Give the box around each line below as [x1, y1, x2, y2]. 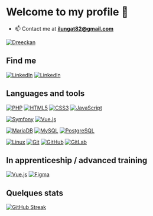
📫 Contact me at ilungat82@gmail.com [14, 25, 114, 32]
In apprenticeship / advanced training [6, 155, 148, 165]
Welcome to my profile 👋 [6, 5, 129, 19]
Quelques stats [6, 188, 64, 198]
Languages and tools [6, 88, 85, 99]
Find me [6, 56, 37, 66]
